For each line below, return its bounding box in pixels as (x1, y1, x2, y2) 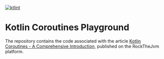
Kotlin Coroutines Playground (5, 22, 130, 33)
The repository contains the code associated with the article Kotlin (5, 38, 141, 44)
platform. (5, 48, 24, 54)
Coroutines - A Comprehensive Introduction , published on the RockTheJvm (5, 43, 160, 49)
